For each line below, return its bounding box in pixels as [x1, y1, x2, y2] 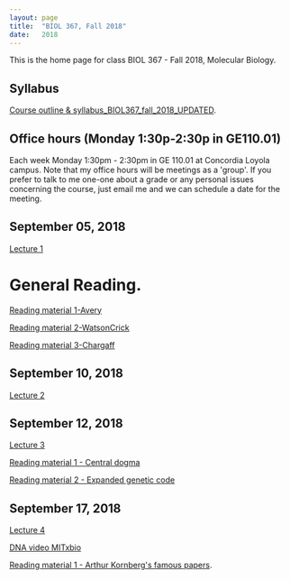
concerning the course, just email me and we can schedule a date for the [9, 184, 281, 194]
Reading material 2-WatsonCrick [9, 322, 130, 333]
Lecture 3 [9, 439, 45, 451]
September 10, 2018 [9, 366, 123, 381]
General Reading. [9, 275, 142, 295]
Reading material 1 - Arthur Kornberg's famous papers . [9, 560, 213, 571]
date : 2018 [9, 30, 59, 39]
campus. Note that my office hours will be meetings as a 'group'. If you [9, 164, 272, 175]
